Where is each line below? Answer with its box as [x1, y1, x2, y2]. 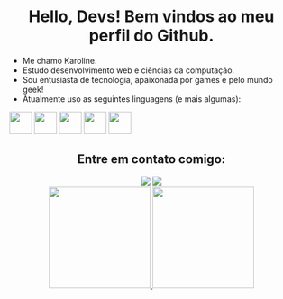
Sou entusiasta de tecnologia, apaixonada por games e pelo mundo [22, 74, 273, 85]
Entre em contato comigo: [77, 151, 226, 168]
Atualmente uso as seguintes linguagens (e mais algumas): [22, 93, 242, 104]
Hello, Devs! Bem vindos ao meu [28, 6, 275, 27]
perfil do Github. [88, 25, 215, 46]
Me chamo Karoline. [22, 55, 97, 66]
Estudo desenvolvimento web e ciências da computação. [22, 65, 235, 76]
